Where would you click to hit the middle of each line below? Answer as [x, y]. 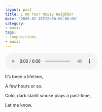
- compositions [21, 37]
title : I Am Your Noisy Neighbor [39, 14]
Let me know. [19, 105]
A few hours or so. [24, 86]
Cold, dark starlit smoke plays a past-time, [48, 95]
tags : [11, 32]
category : [15, 23]
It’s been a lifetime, [24, 76]
